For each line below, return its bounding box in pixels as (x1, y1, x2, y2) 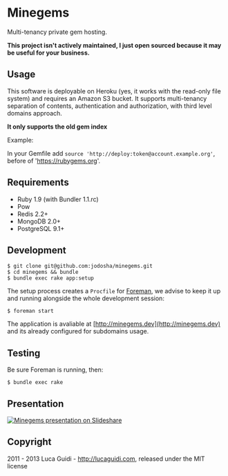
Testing (7, 347, 41, 359)
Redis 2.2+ (17, 210, 48, 218)
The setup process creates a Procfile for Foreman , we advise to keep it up (7, 287, 221, 295)
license (7, 461, 28, 470)
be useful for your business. (7, 48, 90, 57)
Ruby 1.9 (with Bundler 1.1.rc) (17, 195, 99, 203)
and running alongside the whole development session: (7, 294, 164, 302)
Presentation (7, 398, 64, 410)
